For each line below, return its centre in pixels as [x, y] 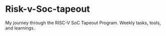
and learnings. [20, 28]
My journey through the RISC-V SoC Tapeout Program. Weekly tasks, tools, [83, 23]
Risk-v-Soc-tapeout [48, 9]
